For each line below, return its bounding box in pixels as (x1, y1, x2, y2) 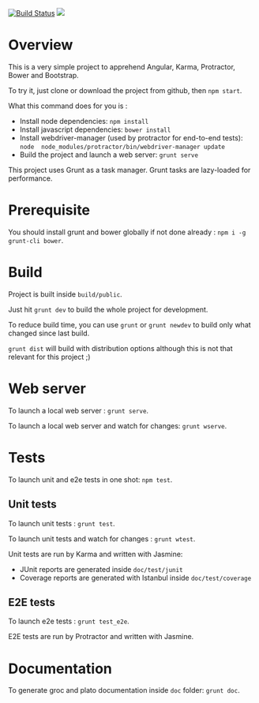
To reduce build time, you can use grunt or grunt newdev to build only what (8, 320, 251, 329)
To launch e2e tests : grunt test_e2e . (8, 616, 130, 626)
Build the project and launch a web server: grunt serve (19, 150, 199, 159)
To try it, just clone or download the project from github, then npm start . (8, 85, 242, 95)
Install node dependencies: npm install (19, 116, 149, 125)
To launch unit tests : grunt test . (8, 518, 116, 528)
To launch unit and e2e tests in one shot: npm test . (8, 474, 173, 484)
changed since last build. (8, 328, 90, 338)
